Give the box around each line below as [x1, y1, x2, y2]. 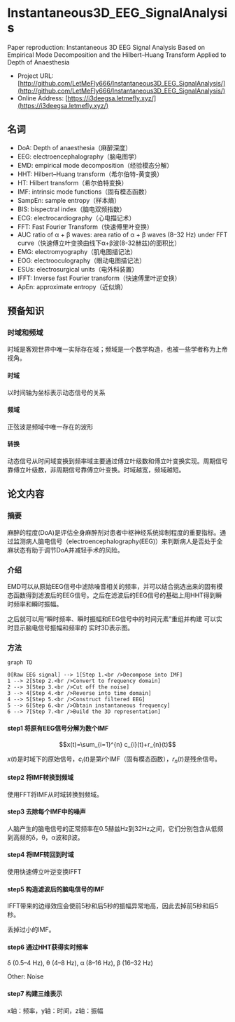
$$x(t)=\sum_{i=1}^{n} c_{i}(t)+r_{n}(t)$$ [59, 740, 176, 748]
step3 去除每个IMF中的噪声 [7, 807, 86, 816]
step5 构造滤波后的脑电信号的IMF [7, 884, 105, 893]
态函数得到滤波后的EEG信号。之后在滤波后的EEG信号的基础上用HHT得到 [7, 591, 216, 599]
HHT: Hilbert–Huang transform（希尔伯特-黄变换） [17, 170, 164, 178]
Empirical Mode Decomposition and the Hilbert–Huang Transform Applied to [7, 51, 227, 59]
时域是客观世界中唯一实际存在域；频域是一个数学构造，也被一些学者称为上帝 [7, 345, 228, 354]
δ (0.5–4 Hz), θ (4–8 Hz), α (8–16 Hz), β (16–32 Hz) [7, 959, 154, 967]
